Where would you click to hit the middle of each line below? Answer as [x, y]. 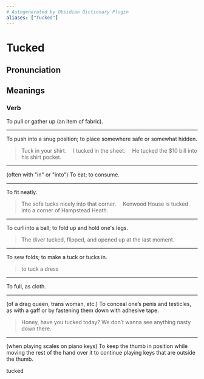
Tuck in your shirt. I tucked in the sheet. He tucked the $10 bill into [109, 150]
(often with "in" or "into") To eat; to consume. [63, 175]
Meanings [26, 91]
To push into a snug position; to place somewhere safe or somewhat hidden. [102, 139]
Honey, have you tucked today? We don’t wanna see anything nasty [106, 322]
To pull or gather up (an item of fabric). [55, 121]
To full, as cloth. [26, 286]
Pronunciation [34, 70]
